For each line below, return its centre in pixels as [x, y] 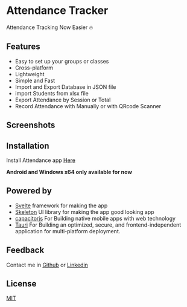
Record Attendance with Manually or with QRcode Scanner [88, 106]
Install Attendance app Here [41, 160]
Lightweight [30, 74]
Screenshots [31, 125]
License [21, 284]
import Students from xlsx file [52, 93]
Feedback [25, 250]
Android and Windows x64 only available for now [69, 172]
